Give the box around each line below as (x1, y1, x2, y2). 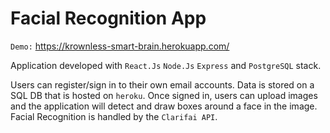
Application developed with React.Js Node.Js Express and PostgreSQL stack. (10, 59, 322, 71)
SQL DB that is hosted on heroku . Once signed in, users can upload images (10, 89, 318, 101)
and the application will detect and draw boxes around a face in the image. (10, 100, 318, 112)
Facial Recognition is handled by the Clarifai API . (10, 110, 218, 122)
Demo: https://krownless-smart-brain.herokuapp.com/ (10, 40, 230, 52)
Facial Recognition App (10, 7, 207, 30)
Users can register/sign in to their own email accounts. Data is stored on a (10, 78, 315, 91)
